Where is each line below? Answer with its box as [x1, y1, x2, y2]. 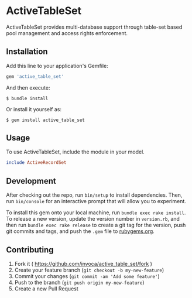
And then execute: [6, 84, 50, 91]
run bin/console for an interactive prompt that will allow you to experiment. [6, 198, 186, 205]
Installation [6, 47, 48, 57]
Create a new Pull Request [14, 285, 79, 292]
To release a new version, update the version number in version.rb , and [6, 215, 180, 222]
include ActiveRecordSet [6, 160, 67, 166]
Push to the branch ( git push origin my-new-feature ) [14, 279, 145, 286]
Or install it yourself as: [6, 105, 61, 112]
